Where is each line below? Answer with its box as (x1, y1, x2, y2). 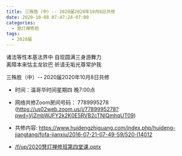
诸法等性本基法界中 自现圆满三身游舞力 (6, 54, 102, 60)
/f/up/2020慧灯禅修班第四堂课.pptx (14, 143, 101, 150)
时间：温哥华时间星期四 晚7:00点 (14, 86, 95, 93)
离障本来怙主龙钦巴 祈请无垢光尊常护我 (6, 61, 102, 68)
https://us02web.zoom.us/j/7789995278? (17, 105, 119, 113)
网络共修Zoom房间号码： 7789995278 (14, 99, 109, 106)
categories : (6, 20, 36, 26)
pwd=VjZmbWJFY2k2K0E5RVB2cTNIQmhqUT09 (14, 112, 134, 119)
